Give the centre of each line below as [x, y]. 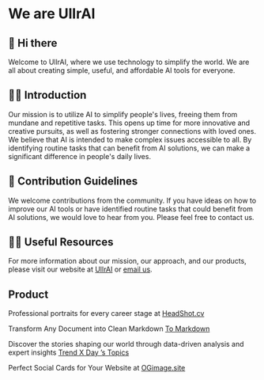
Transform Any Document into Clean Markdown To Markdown [109, 329]
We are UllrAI [52, 14]
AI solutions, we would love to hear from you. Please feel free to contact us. [131, 217]
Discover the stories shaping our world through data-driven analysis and [126, 344]
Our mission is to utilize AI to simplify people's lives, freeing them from [123, 114]
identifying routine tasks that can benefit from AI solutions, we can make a [129, 148]
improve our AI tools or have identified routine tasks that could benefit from [131, 209]
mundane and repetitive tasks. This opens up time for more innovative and [129, 123]
